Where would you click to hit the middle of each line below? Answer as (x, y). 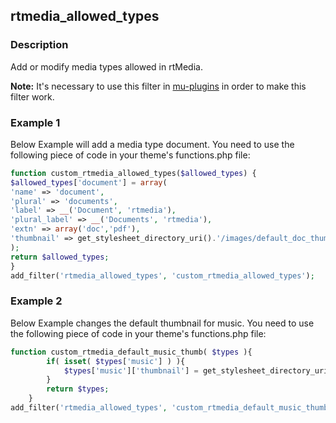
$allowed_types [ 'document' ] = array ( (89, 182)
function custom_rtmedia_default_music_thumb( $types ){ (131, 352)
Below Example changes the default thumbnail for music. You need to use (162, 323)
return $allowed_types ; (60, 257)
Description (39, 45)
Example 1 (35, 122)
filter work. (32, 96)
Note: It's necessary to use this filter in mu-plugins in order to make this (158, 86)
